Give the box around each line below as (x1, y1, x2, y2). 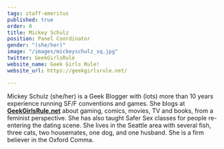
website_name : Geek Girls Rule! (7, 61, 100, 68)
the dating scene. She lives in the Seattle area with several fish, (32, 121, 212, 129)
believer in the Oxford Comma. (7, 135, 94, 144)
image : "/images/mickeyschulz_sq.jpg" (7, 49, 118, 55)
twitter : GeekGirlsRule (7, 55, 76, 62)
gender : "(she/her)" (7, 42, 67, 49)
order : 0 (7, 23, 32, 29)
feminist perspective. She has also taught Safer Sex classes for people (7, 113, 208, 122)
